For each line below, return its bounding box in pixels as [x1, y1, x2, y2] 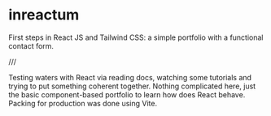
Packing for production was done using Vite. [8, 98, 157, 108]
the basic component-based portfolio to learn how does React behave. [8, 89, 246, 99]
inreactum [8, 6, 80, 24]
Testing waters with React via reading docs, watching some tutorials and [8, 72, 252, 82]
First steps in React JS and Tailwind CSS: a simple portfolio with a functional [8, 32, 264, 42]
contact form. [8, 41, 55, 50]
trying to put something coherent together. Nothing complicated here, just [8, 81, 256, 91]
